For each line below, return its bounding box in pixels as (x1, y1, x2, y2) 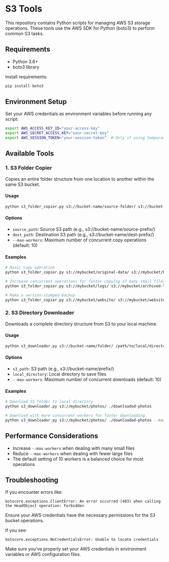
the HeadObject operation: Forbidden (5, 503, 84, 508)
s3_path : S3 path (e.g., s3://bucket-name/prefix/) (12, 366, 114, 372)
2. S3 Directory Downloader (5, 309, 74, 316)
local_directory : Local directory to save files (12, 371, 107, 377)
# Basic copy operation (5, 265, 55, 270)
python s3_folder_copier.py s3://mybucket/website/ (5, 297, 116, 302)
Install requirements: (5, 74, 48, 80)
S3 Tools (5, 3, 43, 15)
